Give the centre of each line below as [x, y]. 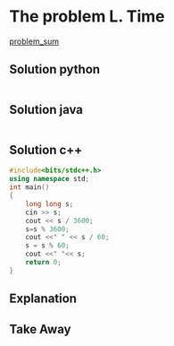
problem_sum [34, 41]
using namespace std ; [50, 179]
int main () [29, 187]
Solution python [55, 69]
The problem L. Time [87, 17]
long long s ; [50, 203]
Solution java [46, 110]
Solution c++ [46, 150]
